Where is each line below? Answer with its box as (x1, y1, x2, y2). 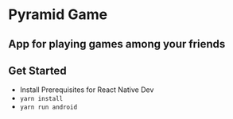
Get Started (8, 63, 67, 77)
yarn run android (19, 103, 78, 112)
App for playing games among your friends (8, 37, 226, 51)
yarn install (19, 95, 64, 103)
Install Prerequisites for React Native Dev (19, 85, 154, 94)
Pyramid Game (8, 6, 108, 24)
